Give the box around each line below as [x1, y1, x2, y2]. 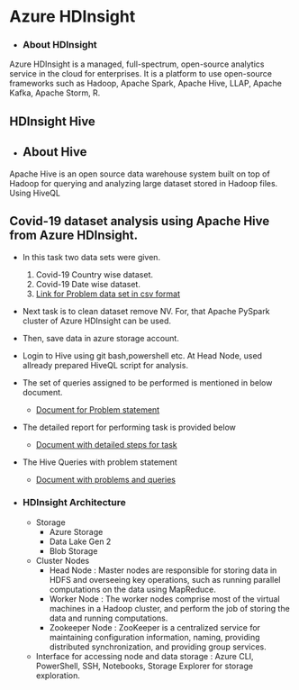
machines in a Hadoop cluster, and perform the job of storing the [49, 603, 290, 613]
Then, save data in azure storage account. [22, 332, 180, 343]
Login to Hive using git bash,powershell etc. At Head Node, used [22, 350, 263, 361]
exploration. [35, 669, 81, 681]
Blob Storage [49, 545, 98, 556]
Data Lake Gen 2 [49, 536, 112, 547]
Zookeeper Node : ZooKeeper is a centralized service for [49, 622, 261, 632]
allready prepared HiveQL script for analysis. [22, 359, 189, 370]
